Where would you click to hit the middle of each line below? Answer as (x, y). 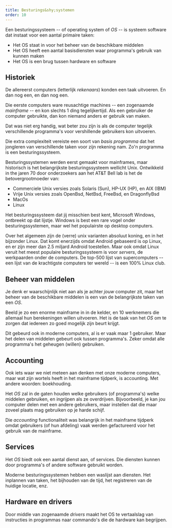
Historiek (20, 77)
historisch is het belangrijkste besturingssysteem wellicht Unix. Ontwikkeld (84, 168)
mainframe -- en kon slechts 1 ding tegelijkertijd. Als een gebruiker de (79, 110)
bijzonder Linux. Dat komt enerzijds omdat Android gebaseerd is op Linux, (84, 241)
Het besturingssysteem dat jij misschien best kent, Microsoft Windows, (80, 215)
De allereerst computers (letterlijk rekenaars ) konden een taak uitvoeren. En (85, 90)
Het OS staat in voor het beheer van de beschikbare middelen (78, 45)
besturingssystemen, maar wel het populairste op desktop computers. (80, 226)
